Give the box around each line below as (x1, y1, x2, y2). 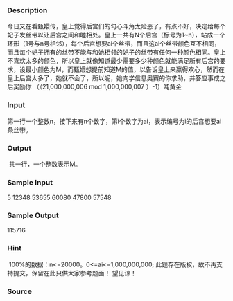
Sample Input (7, 177, 53, 187)
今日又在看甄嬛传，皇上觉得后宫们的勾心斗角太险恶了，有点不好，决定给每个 (7, 22, 226, 30)
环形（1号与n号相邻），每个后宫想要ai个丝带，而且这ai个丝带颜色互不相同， (7, 39, 221, 48)
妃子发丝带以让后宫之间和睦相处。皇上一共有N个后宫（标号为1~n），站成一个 (7, 30, 225, 39)
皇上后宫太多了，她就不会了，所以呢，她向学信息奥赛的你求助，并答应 (7, 74, 208, 82)
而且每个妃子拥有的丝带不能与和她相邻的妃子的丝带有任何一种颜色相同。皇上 (7, 48, 226, 57)
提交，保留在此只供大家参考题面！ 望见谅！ (12, 268, 137, 277)
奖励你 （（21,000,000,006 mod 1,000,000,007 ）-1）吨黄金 (12, 82, 182, 91)
